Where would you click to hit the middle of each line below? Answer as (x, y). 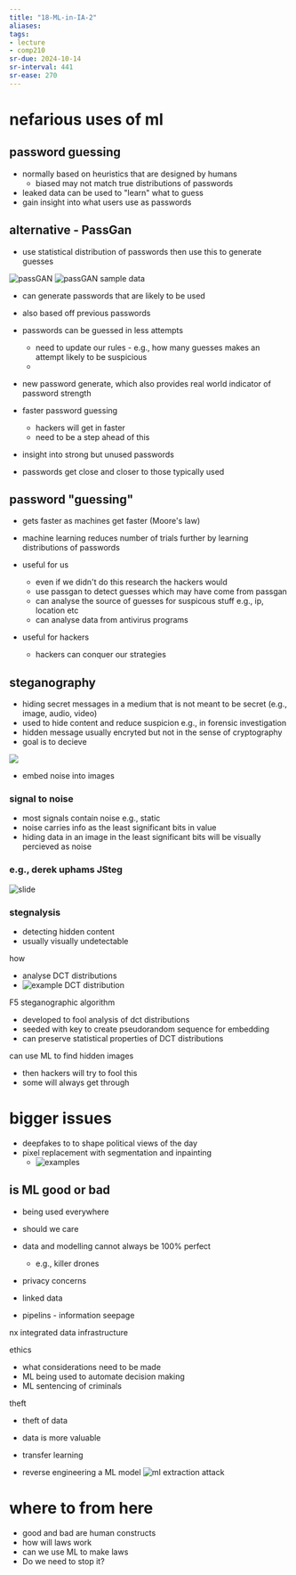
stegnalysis (35, 912)
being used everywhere (65, 1212)
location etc (57, 610)
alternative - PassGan (71, 230)
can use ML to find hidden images (72, 1056)
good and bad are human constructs (89, 1532)
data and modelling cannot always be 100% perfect (116, 1246)
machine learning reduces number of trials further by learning (135, 538)
